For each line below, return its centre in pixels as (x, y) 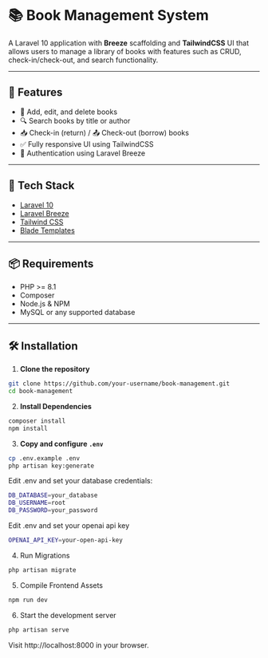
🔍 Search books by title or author (75, 120)
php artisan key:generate (51, 466)
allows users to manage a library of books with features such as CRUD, (125, 51)
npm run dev (28, 600)
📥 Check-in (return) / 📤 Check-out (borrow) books (104, 132)
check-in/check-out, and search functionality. (83, 60)
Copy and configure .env (61, 443)
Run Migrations (45, 555)
